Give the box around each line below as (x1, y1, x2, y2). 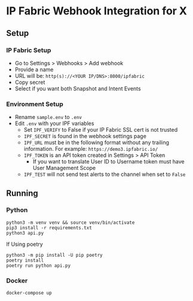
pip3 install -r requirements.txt (6, 224, 93, 231)
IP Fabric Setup (6, 46, 51, 54)
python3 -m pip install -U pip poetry (6, 252, 103, 258)
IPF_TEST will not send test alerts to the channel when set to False (23, 171, 186, 178)
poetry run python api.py (6, 262, 71, 269)
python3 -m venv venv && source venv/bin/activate (6, 220, 135, 226)
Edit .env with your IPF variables (14, 120, 94, 127)
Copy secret (14, 78, 45, 86)
